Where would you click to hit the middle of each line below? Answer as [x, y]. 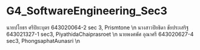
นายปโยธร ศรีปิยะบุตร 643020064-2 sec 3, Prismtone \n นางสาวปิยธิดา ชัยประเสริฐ [98, 27]
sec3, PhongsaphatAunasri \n [43, 40]
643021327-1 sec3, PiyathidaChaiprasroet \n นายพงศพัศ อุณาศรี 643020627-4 [100, 34]
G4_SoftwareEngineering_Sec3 [87, 11]
